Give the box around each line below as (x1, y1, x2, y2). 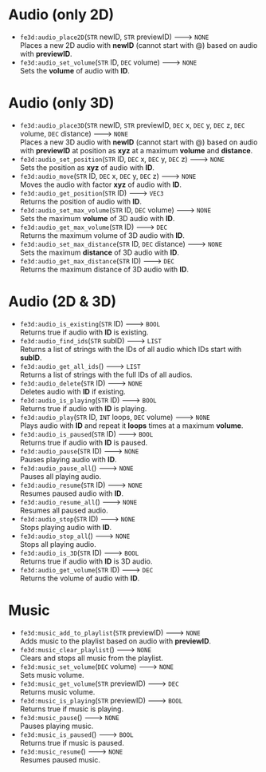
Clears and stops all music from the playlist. (19, 653, 163, 663)
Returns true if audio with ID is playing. (19, 403, 147, 413)
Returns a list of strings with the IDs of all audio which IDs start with (19, 344, 242, 354)
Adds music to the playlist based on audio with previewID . (19, 636, 212, 646)
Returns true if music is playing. (19, 704, 124, 714)
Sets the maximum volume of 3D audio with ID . (19, 213, 175, 223)
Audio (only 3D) (8, 94, 115, 113)
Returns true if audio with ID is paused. (19, 437, 148, 447)
